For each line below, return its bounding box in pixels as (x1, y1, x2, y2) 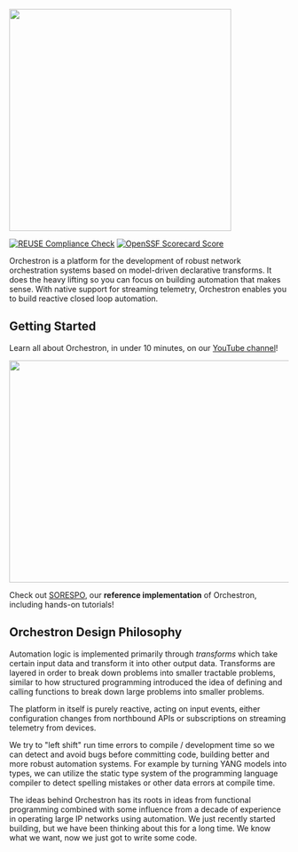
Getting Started (9, 319, 97, 334)
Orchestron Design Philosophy (9, 625, 183, 640)
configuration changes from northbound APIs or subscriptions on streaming (9, 713, 286, 723)
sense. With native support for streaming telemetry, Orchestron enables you (9, 284, 287, 294)
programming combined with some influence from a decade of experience (9, 804, 281, 815)
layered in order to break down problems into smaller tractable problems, (9, 667, 276, 678)
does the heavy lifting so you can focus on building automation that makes (9, 275, 281, 284)
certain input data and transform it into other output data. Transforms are (9, 657, 276, 668)
